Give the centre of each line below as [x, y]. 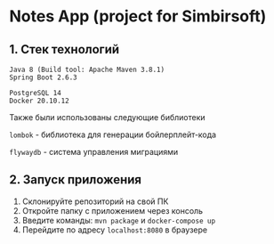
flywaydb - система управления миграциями [94, 152]
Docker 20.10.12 [39, 101]
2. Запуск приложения [76, 180]
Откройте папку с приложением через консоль [112, 210]
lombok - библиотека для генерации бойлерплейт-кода [113, 134]
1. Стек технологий [64, 49]
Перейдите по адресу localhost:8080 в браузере [115, 230]
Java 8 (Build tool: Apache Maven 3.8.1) [87, 69]
